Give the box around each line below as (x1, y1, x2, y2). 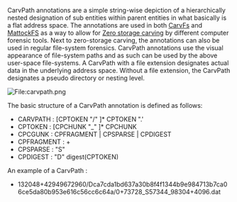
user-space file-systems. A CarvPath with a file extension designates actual (7, 59, 229, 67)
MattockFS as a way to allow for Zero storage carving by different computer (7, 28, 229, 37)
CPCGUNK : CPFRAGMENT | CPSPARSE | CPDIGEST (17, 130, 172, 138)
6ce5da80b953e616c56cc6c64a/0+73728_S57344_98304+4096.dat (17, 188, 221, 196)
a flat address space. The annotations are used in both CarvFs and (7, 21, 202, 29)
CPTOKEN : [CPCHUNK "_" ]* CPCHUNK (17, 123, 137, 130)
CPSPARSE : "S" (17, 145, 65, 153)
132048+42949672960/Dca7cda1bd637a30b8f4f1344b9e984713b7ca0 (17, 180, 228, 189)
